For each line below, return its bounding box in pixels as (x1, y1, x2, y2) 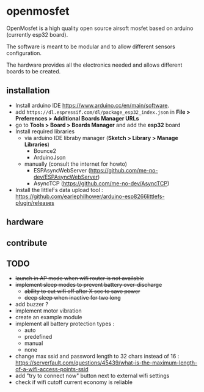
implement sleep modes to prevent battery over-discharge (15, 281, 162, 289)
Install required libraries (15, 127, 75, 135)
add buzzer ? (15, 301, 49, 308)
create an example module (15, 314, 82, 321)
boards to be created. (6, 67, 61, 75)
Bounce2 (33, 147, 57, 154)
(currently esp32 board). (6, 31, 68, 38)
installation (6, 86, 50, 96)
